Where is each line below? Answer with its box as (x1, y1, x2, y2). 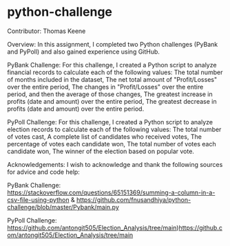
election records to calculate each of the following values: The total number (7, 125, 222, 133)
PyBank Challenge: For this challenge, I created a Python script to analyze (7, 60, 217, 69)
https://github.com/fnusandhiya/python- (76, 195, 191, 203)
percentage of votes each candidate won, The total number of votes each (7, 139, 216, 148)
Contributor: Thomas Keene (7, 27, 86, 35)
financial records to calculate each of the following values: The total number (7, 68, 223, 76)
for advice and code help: (7, 168, 81, 176)
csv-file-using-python (7, 195, 70, 203)
